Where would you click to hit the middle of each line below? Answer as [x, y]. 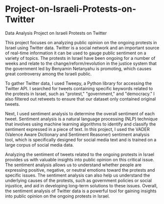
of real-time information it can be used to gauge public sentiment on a [76, 53]
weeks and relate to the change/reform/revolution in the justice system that [81, 63]
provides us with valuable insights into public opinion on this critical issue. [80, 159]
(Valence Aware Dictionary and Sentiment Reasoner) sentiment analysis [77, 134]
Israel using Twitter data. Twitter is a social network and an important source [82, 48]
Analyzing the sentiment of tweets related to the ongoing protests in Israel [80, 154]
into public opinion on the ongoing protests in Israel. [58, 196]
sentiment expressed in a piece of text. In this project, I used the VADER [78, 129]
